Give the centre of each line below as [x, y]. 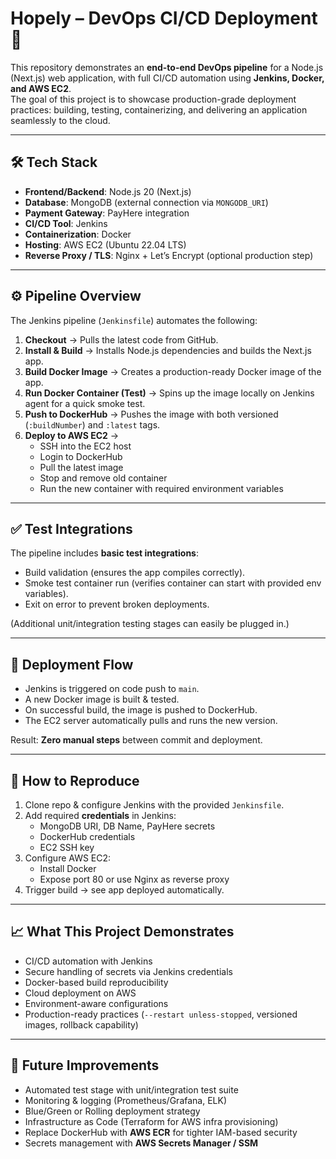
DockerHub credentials [87, 836]
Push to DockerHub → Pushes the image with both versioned [151, 414]
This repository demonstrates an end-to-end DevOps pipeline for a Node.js [167, 67]
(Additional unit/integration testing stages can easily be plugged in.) [150, 624]
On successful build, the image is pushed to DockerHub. [141, 710]
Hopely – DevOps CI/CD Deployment [164, 18]
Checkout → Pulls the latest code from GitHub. [121, 339]
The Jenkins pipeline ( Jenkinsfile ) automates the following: [134, 320]
